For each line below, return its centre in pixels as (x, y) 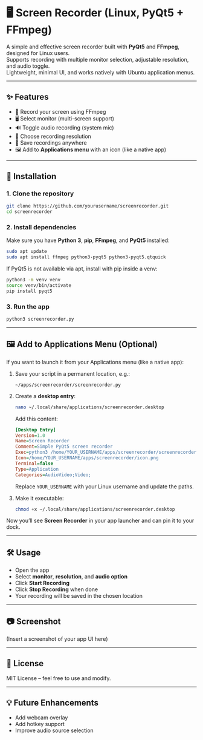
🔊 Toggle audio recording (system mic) (64, 127)
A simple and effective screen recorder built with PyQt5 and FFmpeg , (93, 47)
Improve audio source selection (54, 730)
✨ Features (27, 97)
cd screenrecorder (29, 212)
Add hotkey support (40, 724)
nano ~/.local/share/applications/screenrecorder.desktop (89, 407)
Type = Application (37, 469)
